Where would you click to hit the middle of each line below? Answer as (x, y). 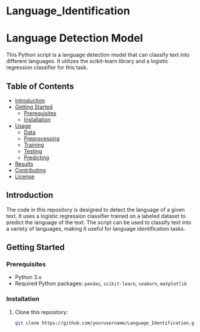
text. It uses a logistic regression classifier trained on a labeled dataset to (96, 216)
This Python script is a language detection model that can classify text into (98, 55)
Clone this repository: (41, 312)
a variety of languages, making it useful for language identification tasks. (96, 228)
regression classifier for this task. (47, 67)
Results (24, 164)
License (24, 176)
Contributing (30, 170)
